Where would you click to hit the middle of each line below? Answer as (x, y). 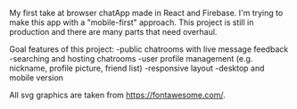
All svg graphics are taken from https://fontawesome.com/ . (117, 95)
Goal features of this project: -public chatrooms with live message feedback (149, 49)
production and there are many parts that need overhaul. (113, 32)
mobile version (37, 78)
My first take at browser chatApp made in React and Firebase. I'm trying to (146, 13)
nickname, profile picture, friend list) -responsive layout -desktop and (137, 68)
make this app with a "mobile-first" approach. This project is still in (132, 22)
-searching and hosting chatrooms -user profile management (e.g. (131, 59)
